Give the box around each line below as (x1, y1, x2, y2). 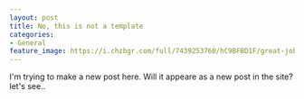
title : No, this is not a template (9, 22, 144, 31)
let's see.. (9, 81, 46, 92)
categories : (9, 30, 54, 39)
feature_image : (9, 47, 67, 56)
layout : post (9, 13, 59, 22)
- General (9, 38, 47, 48)
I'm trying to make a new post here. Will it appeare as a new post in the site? (9, 71, 294, 82)
